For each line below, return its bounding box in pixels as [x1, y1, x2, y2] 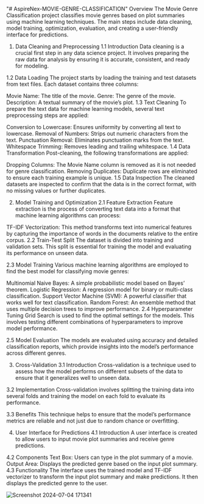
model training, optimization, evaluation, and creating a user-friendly [6, 24, 178, 32]
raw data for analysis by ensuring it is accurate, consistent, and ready [15, 56, 190, 63]
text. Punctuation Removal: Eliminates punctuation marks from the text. [6, 136, 185, 144]
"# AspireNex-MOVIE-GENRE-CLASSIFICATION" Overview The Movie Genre [6, 5, 198, 12]
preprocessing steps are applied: [6, 112, 90, 119]
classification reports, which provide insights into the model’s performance [6, 343, 194, 350]
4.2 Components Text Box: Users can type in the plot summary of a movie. [6, 453, 194, 461]
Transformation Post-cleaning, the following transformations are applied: [6, 149, 189, 156]
